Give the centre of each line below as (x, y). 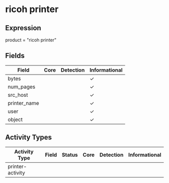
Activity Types (28, 137)
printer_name (23, 103)
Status (70, 155)
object (15, 119)
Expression (23, 28)
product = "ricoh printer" (31, 40)
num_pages (22, 87)
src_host (18, 95)
